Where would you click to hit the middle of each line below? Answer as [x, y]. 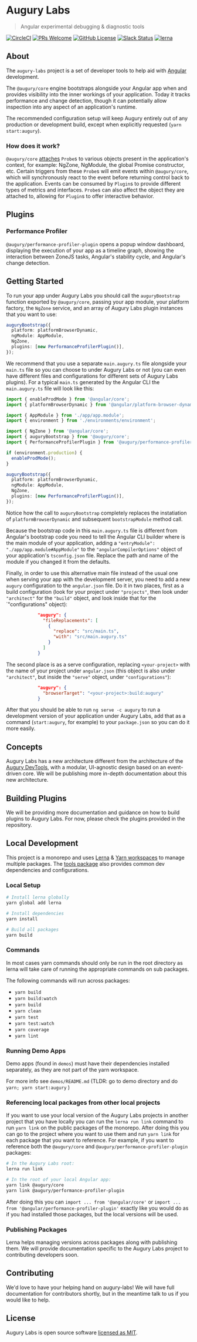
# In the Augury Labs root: [40, 1163]
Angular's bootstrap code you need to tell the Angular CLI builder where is [96, 537]
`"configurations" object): [37, 604]
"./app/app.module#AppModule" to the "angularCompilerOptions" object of [94, 549]
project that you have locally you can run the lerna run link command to [95, 1122]
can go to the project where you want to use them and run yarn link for [93, 1134]
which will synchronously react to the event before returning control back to [98, 177]
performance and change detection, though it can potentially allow [86, 100]
